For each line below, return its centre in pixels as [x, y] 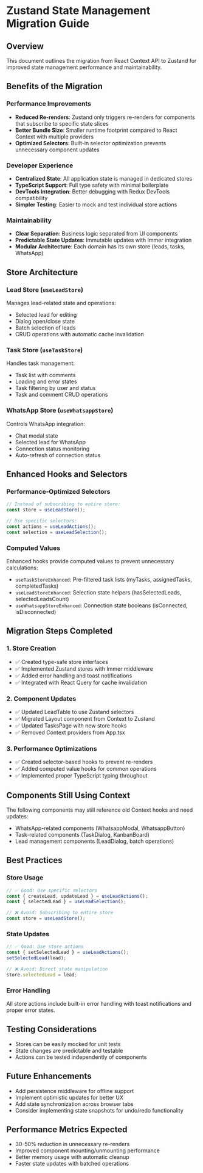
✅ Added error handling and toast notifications [74, 676]
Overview [25, 46]
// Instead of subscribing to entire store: [64, 504]
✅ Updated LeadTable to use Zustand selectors [74, 712]
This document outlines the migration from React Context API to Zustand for [101, 61]
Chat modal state [36, 435]
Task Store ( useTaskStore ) [45, 350]
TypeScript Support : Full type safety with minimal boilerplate [92, 185]
